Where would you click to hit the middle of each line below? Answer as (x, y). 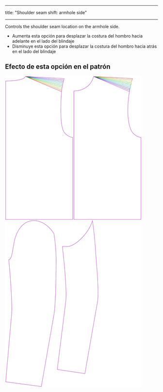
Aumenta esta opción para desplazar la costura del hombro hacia (77, 36)
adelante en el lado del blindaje (43, 41)
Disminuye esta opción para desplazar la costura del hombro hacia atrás (84, 46)
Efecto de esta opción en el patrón (58, 67)
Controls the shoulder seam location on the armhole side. (62, 27)
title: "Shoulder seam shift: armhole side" (46, 12)
